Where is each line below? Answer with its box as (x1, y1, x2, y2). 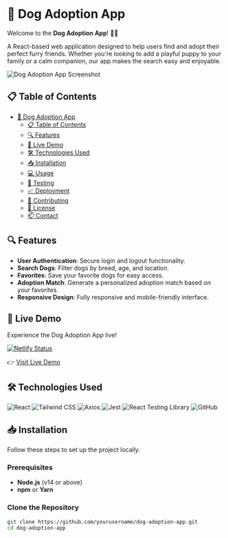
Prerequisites (7, 462, 53, 472)
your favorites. (16, 285, 58, 294)
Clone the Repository (7, 503, 80, 513)
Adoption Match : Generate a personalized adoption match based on (16, 278, 212, 287)
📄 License (27, 203, 56, 212)
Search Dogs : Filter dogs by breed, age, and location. (16, 264, 170, 272)
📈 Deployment (27, 186, 70, 194)
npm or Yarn (16, 486, 54, 494)
